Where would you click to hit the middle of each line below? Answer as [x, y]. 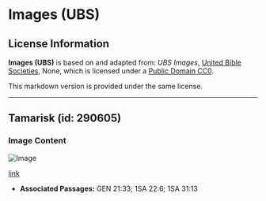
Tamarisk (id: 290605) [65, 119]
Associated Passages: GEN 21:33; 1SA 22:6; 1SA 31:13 [108, 188]
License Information [59, 44]
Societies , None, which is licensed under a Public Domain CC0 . [111, 71]
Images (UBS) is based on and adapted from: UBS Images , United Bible [125, 62]
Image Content [38, 141]
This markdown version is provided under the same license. [106, 86]
